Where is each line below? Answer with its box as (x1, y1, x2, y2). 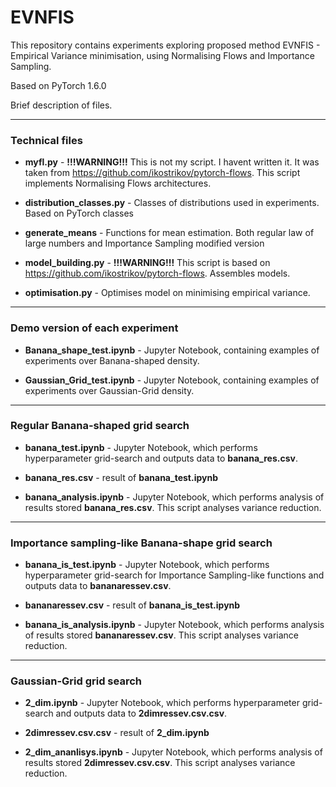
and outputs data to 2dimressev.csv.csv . (55, 707, 228, 720)
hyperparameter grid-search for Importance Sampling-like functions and (24, 569, 325, 581)
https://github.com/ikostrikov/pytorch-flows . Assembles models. (24, 267, 291, 280)
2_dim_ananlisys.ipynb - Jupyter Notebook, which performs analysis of (24, 746, 323, 758)
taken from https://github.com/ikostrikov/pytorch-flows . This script (24, 167, 301, 179)
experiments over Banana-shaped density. (24, 354, 200, 366)
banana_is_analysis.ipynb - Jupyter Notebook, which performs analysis (24, 619, 325, 631)
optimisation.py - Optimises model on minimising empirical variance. (24, 287, 311, 299)
